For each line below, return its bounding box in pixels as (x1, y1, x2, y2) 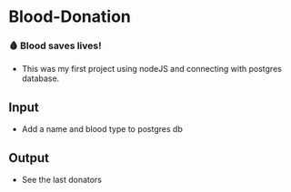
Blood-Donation (8, 6, 131, 27)
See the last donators (21, 175, 102, 186)
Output (8, 150, 49, 166)
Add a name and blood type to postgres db (21, 124, 183, 135)
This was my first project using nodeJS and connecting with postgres (21, 64, 283, 75)
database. (21, 73, 60, 84)
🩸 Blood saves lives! (8, 39, 102, 52)
